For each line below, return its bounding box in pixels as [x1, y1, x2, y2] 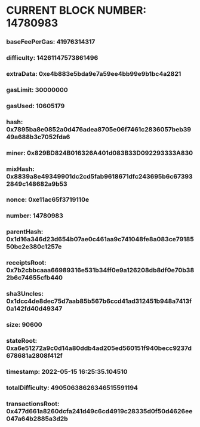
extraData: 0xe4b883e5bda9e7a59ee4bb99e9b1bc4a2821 [6, 69, 181, 78]
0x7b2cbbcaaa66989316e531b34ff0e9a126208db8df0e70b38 [6, 266, 195, 275]
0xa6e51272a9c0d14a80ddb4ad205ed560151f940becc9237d [6, 344, 192, 352]
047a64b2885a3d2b [6, 414, 69, 423]
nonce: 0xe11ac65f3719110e [6, 195, 90, 204]
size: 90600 [6, 321, 43, 329]
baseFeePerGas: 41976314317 [6, 38, 96, 46]
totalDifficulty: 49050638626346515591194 [6, 383, 139, 392]
